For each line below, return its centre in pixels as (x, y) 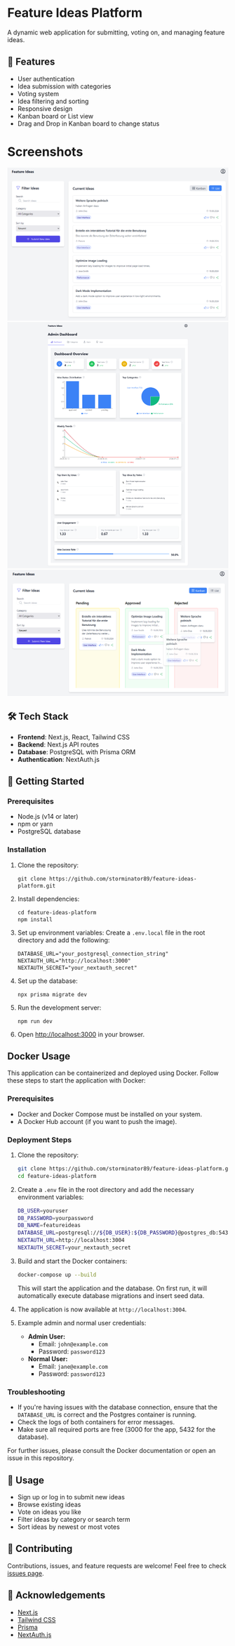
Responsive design (45, 108)
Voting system (38, 93)
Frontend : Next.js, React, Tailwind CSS (73, 737)
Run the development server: (59, 1008)
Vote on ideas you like (49, 1512)
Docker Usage (39, 1056)
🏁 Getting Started (46, 781)
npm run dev (35, 1021)
